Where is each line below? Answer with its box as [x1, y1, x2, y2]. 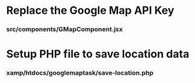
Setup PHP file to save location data [6, 48, 190, 61]
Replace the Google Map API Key [6, 4, 174, 17]
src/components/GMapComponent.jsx [6, 25, 123, 34]
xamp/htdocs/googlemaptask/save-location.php [6, 69, 154, 77]
